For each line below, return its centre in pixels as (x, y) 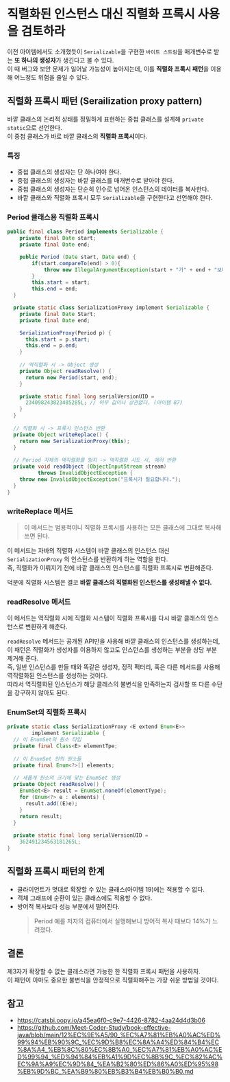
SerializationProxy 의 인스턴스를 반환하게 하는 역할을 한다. (88, 559)
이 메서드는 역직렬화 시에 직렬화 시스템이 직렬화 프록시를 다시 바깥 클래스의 (107, 618)
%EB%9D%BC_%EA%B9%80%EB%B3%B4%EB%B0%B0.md (105, 1072)
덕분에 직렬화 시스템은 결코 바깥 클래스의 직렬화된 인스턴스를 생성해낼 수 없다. (110, 582)
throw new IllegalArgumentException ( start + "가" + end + (127, 270)
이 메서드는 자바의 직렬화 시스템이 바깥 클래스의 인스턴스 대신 (88, 550)
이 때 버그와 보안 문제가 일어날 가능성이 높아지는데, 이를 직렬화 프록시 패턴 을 (108, 69)
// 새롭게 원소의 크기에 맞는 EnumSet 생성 (67, 778)
